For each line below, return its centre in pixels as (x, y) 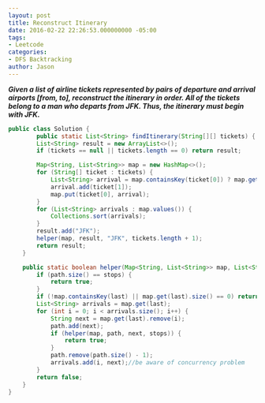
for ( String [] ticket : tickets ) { (95, 173)
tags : (17, 37)
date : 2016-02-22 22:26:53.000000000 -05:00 (82, 30)
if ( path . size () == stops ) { (84, 274)
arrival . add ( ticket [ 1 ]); (91, 187)
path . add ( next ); (77, 326)
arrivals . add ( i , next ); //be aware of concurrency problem (147, 363)
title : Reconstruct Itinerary (58, 23)
